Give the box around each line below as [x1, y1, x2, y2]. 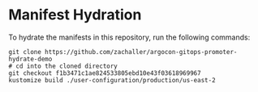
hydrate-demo [8, 55, 53, 63]
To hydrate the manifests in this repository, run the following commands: [8, 32, 251, 42]
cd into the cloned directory [15, 62, 118, 70]
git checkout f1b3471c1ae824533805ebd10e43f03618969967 [8, 69, 201, 77]
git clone [8, 48, 42, 56]
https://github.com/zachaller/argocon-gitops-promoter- [44, 48, 238, 56]
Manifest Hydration [8, 6, 142, 24]
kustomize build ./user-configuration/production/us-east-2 [8, 76, 217, 84]
